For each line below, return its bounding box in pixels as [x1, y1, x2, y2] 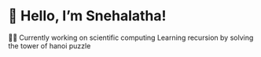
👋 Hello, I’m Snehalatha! [8, 7, 167, 25]
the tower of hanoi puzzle [8, 41, 91, 50]
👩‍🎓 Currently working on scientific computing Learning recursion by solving [8, 33, 254, 42]
